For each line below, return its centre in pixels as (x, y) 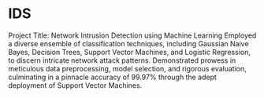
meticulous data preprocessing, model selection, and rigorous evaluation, (127, 68)
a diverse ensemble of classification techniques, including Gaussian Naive (129, 43)
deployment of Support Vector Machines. (75, 85)
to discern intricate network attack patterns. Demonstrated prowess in (122, 60)
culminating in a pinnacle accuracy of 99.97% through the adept (112, 77)
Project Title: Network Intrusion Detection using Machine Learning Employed (132, 35)
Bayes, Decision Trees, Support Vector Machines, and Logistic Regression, (129, 52)
